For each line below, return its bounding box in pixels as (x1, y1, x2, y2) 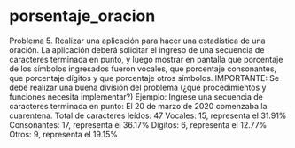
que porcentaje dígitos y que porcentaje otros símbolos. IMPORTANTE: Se (9, 72, 280, 83)
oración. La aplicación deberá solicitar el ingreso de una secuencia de (9, 44, 265, 55)
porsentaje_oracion (9, 6, 156, 26)
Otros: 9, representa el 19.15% (9, 129, 118, 139)
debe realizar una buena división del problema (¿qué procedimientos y (9, 82, 267, 92)
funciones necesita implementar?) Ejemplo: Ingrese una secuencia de (9, 91, 263, 102)
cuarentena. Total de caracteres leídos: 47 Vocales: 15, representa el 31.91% (9, 110, 287, 121)
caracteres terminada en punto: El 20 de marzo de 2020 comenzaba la (9, 100, 268, 111)
